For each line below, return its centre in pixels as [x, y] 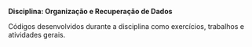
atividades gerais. [37, 35]
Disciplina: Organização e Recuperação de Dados [90, 11]
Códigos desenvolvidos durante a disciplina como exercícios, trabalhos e [126, 26]
